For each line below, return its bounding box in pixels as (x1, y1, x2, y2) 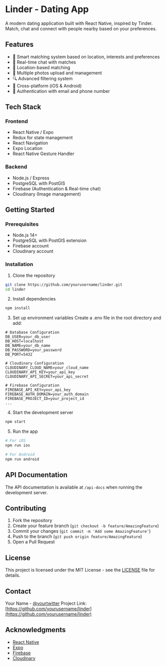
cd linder (5, 287, 26, 292)
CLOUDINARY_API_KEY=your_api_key (5, 370, 75, 375)
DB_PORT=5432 (5, 352, 33, 357)
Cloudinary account (12, 248, 54, 254)
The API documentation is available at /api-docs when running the (5, 484, 142, 490)
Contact (5, 587, 31, 595)
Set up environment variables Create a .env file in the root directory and (12, 315, 161, 321)
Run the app (12, 428, 38, 435)
